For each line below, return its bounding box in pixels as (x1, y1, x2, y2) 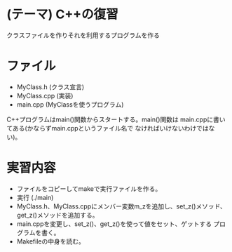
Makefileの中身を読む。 (16, 237, 85, 246)
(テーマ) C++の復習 (6, 6, 118, 22)
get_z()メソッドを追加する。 (16, 211, 99, 219)
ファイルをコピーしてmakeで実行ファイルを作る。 (16, 184, 162, 193)
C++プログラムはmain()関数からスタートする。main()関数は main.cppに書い (6, 115, 226, 124)
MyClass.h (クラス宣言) (16, 82, 85, 91)
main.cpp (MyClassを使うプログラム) (16, 100, 124, 109)
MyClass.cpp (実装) (16, 91, 74, 100)
